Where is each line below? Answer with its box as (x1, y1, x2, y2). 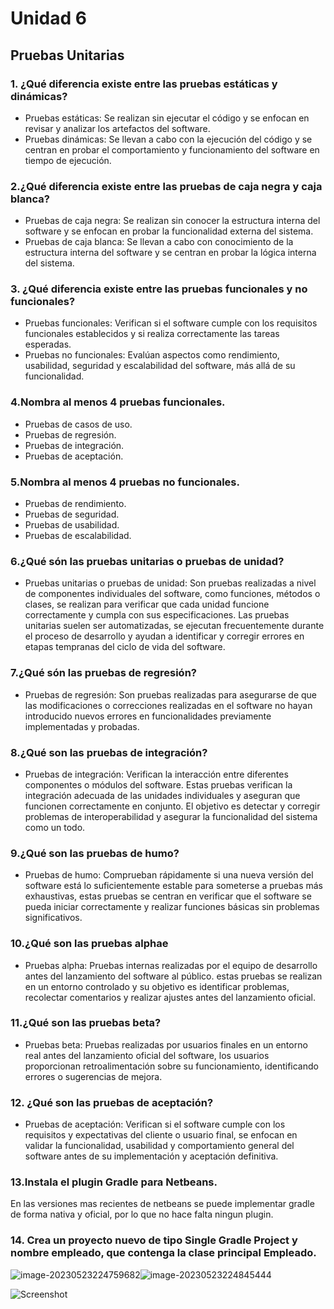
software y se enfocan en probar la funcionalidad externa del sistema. (24, 225, 314, 237)
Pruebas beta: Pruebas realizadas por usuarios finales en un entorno (24, 1038, 308, 1051)
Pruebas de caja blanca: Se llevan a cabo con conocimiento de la (24, 236, 294, 248)
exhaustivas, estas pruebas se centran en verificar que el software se (24, 890, 312, 902)
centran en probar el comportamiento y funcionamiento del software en (24, 143, 320, 156)
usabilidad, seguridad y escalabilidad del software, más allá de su (24, 360, 296, 372)
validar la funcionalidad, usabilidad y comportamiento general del (24, 1140, 295, 1152)
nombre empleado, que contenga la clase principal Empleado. (10, 1246, 317, 1260)
